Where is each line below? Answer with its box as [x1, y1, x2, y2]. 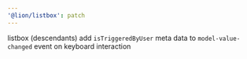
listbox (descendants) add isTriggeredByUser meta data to [7, 33, 197, 42]
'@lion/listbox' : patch [7, 11, 86, 20]
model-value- [197, 35, 241, 42]
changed [7, 42, 33, 51]
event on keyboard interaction [34, 41, 131, 51]
